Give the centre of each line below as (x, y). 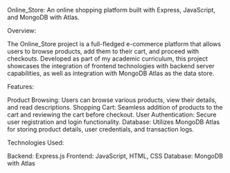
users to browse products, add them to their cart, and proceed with (103, 51)
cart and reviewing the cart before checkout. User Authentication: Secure (112, 114)
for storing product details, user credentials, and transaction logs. (101, 129)
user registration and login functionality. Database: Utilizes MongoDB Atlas (114, 122)
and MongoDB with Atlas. (43, 17)
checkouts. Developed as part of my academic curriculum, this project (107, 59)
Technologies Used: (36, 143)
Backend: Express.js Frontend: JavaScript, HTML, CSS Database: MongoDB (115, 156)
